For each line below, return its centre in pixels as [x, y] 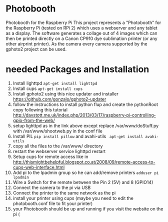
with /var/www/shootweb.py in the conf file [58, 131]
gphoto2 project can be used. [36, 49]
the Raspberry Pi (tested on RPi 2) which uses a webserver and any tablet [82, 27]
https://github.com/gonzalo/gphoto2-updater [59, 99]
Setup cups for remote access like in [50, 156]
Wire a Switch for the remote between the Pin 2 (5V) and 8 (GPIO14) [83, 182]
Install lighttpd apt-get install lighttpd [55, 83]
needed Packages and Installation [77, 69]
